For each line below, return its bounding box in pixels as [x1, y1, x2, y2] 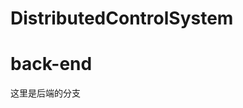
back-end [10, 53, 93, 76]
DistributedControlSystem [10, 7, 234, 30]
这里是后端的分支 [10, 87, 81, 99]
